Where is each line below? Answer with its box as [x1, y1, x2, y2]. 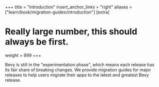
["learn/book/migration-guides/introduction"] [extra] [5, 9, 110, 15]
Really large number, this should [5, 26, 137, 37]
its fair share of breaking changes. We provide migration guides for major [5, 67, 151, 72]
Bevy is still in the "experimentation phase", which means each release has [5, 61, 155, 67]
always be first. [5, 36, 69, 47]
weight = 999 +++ [5, 52, 42, 58]
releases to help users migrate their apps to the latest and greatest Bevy [5, 72, 149, 78]
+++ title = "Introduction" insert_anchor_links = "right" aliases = [5, 4, 132, 10]
